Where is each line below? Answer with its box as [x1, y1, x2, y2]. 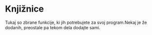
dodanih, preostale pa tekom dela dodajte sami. [5, 24, 101, 30]
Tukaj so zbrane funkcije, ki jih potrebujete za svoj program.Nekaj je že [5, 19, 147, 25]
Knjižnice [5, 3, 44, 15]
